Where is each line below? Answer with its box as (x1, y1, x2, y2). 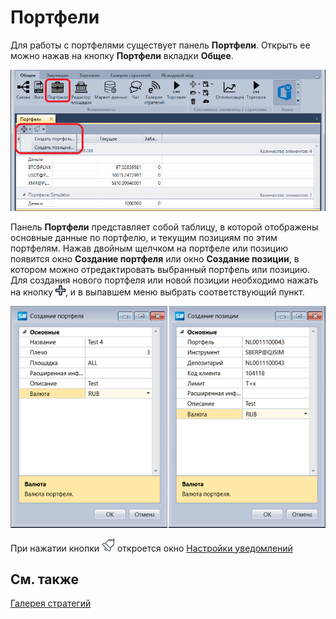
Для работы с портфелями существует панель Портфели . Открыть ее (10, 39, 311, 51)
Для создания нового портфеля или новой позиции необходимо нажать (10, 274, 319, 286)
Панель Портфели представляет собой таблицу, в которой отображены (10, 221, 319, 233)
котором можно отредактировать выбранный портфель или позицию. (10, 264, 310, 276)
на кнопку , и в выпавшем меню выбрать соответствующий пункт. (10, 286, 305, 298)
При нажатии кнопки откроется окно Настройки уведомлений (10, 542, 293, 554)
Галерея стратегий (10, 597, 92, 610)
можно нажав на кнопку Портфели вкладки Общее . (10, 49, 234, 61)
